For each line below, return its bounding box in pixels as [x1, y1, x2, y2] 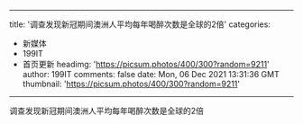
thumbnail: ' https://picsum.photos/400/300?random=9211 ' [22, 78, 241, 89]
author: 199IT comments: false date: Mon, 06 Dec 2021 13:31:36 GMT [22, 69, 280, 79]
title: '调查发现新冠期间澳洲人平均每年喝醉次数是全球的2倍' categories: [9, 19, 271, 30]
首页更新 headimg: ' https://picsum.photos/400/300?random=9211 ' [22, 59, 271, 69]
